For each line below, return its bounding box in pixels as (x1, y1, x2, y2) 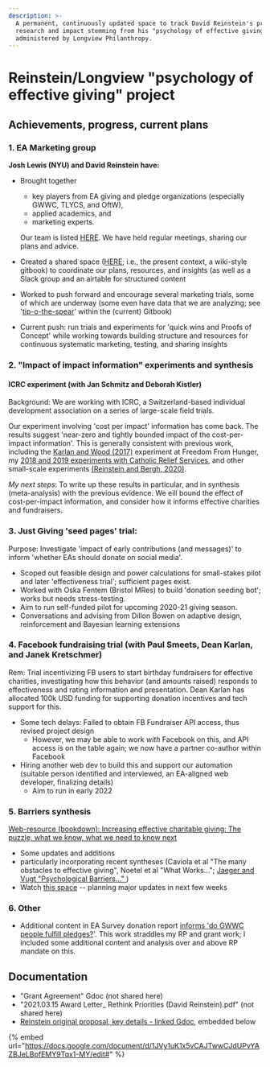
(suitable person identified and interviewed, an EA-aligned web (19, 768, 229, 778)
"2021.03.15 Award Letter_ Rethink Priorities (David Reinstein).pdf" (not (19, 999, 255, 1010)
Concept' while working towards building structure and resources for (19, 331, 249, 340)
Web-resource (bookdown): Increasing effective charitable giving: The (8, 824, 242, 834)
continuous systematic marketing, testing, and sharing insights (19, 340, 227, 349)
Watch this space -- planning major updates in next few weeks (19, 883, 227, 892)
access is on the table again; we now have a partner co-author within (31, 743, 261, 752)
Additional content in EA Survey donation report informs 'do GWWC (19, 921, 244, 930)
